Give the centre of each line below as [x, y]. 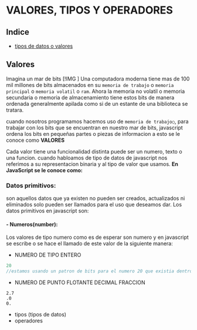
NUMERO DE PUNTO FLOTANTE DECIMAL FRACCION [80, 282]
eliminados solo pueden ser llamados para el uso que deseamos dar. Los [94, 205]
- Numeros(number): [32, 224]
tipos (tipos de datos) [40, 315]
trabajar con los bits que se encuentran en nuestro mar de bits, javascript [94, 128]
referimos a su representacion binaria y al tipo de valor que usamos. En [92, 164]
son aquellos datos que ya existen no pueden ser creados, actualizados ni [96, 198]
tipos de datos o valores [44, 46]
